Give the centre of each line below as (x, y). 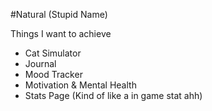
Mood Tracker (53, 74)
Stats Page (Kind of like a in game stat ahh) (113, 95)
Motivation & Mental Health (80, 85)
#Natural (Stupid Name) (59, 14)
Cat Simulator (53, 53)
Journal (40, 63)
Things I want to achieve (61, 33)
